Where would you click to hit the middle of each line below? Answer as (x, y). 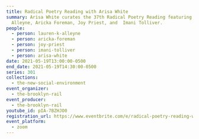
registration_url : (29, 116)
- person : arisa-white (39, 56)
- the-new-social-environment (49, 83)
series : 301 (21, 72)
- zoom (20, 127)
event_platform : (26, 122)
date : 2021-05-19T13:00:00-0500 (46, 61)
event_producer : (26, 99)
